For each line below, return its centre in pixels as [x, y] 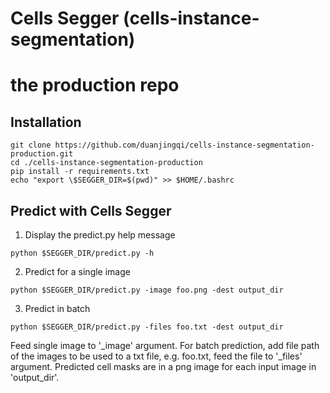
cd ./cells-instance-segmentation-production [106, 163]
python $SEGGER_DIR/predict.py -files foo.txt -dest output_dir [147, 327]
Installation [46, 122]
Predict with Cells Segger [91, 210]
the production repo [95, 85]
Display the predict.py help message [100, 235]
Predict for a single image [77, 271]
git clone [31, 145]
